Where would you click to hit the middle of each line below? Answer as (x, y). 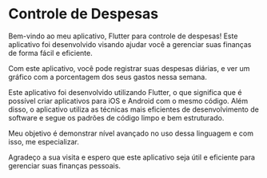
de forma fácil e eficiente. (51, 53)
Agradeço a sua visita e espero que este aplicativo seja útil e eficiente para (132, 157)
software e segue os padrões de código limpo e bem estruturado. (116, 117)
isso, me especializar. (44, 141)
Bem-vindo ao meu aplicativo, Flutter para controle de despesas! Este (123, 36)
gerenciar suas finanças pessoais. (65, 165)
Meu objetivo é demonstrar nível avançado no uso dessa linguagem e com (131, 133)
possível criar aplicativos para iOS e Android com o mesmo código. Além (128, 101)
